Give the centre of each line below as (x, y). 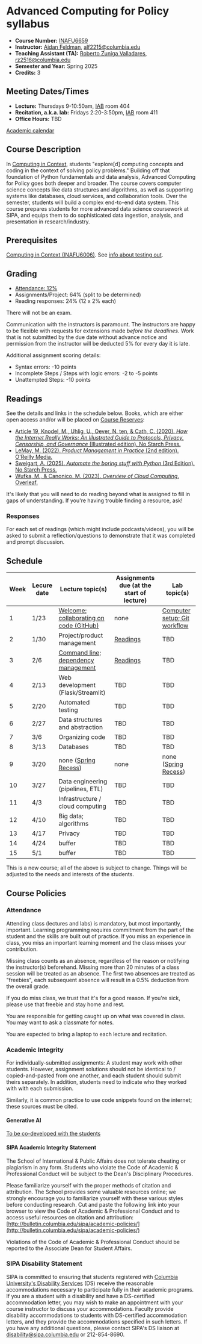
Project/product (81, 635)
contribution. (22, 949)
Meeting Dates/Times (47, 92)
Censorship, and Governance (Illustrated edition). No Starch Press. (98, 444)
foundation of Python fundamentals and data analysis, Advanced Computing (101, 176)
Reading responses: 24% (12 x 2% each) (65, 301)
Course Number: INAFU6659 (51, 40)
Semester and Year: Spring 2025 (56, 66)
